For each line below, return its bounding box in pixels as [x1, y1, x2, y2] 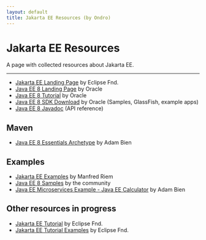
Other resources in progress [6, 203, 116, 214]
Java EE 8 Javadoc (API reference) [15, 105, 104, 112]
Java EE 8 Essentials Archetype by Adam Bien [15, 139, 132, 146]
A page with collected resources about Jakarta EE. [6, 61, 134, 69]
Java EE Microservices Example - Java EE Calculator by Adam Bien [15, 186, 186, 193]
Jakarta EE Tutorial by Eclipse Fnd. [15, 220, 103, 227]
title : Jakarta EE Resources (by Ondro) [6, 15, 112, 21]
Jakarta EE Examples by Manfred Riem [15, 173, 113, 181]
